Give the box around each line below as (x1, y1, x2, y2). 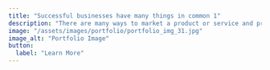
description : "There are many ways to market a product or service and (8, 19, 253, 27)
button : (8, 42, 35, 50)
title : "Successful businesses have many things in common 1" (8, 11, 221, 20)
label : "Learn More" (15, 49, 84, 57)
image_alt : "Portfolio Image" (8, 34, 110, 43)
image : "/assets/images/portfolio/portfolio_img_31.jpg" (8, 27, 203, 35)
